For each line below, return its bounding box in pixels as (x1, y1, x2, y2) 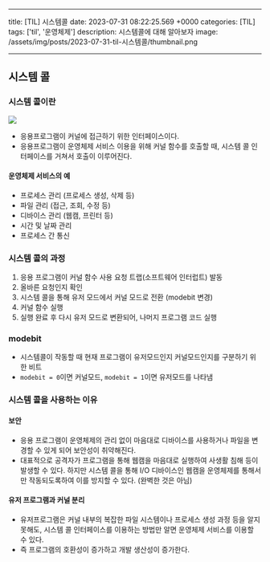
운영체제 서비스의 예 (8, 171, 71, 181)
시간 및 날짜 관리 (19, 220, 72, 230)
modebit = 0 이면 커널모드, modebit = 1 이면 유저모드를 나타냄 (19, 373, 214, 382)
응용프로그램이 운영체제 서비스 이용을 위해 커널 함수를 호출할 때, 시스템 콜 (19, 141, 250, 151)
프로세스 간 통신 (19, 230, 70, 240)
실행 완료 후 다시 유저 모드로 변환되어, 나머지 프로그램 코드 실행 (19, 312, 217, 322)
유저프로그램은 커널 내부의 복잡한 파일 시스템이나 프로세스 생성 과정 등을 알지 (19, 515, 261, 524)
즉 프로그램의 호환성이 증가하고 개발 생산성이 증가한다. (19, 544, 190, 554)
